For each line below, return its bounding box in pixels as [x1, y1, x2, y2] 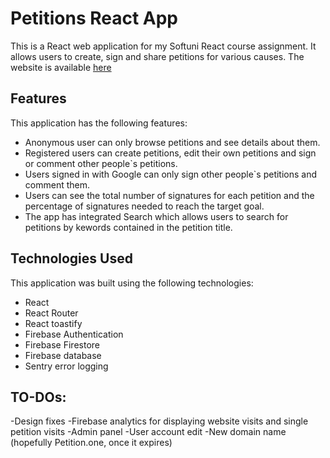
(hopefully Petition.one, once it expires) [10, 437, 173, 449]
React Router [24, 307, 79, 319]
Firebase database [24, 349, 102, 361]
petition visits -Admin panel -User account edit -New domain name [10, 426, 287, 438]
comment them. [24, 178, 90, 191]
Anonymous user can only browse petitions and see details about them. [24, 136, 321, 148]
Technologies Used [10, 250, 133, 267]
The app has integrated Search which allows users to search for [24, 210, 289, 222]
